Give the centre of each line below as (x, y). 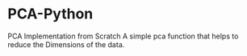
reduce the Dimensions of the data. (66, 44)
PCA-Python (50, 14)
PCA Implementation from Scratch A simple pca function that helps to (123, 36)
